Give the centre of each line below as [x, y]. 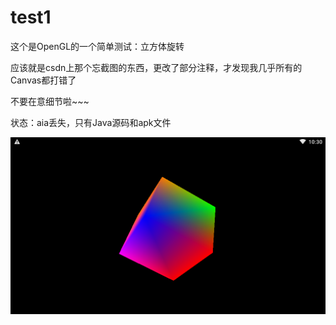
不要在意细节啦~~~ [50, 101]
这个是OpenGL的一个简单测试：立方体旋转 [97, 46]
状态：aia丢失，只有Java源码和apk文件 [91, 122]
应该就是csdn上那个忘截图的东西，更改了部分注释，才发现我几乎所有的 [156, 67]
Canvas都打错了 [43, 80]
